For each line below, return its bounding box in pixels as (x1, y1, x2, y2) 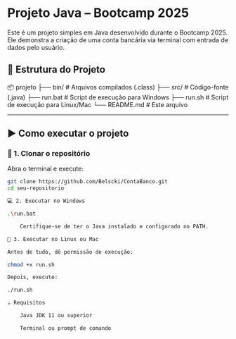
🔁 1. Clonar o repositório (7, 149, 91, 159)
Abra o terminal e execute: (7, 164, 84, 173)
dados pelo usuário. (7, 43, 65, 51)
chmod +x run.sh (7, 261, 55, 269)
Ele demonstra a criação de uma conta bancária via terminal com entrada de (7, 35, 229, 44)
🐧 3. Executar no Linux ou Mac (7, 235, 99, 242)
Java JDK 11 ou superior (20, 312, 93, 319)
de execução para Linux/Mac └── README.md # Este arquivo (7, 100, 188, 109)
